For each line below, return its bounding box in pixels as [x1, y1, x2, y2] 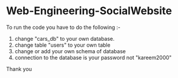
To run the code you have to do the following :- [6, 24, 121, 31]
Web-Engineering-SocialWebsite [6, 4, 173, 18]
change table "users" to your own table [14, 41, 111, 48]
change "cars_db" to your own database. [14, 35, 115, 42]
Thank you [6, 65, 33, 72]
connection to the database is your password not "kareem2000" [14, 54, 172, 61]
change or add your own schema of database [14, 47, 126, 54]
